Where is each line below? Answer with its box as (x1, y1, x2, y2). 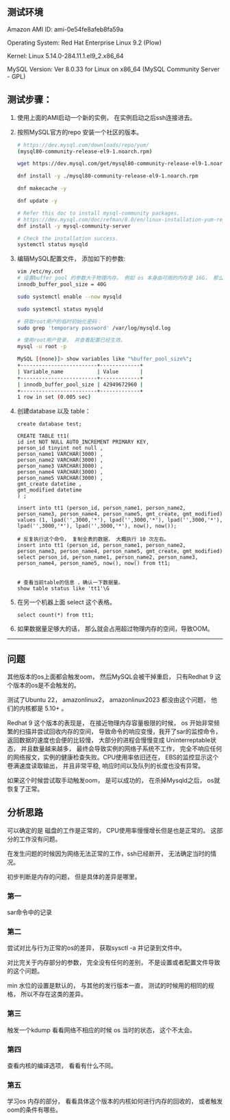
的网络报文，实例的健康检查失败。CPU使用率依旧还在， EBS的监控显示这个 (7, 753, 219, 762)
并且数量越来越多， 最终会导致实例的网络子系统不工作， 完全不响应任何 (20, 744, 222, 753)
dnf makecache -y (16, 185, 67, 192)
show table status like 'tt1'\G (16, 585, 110, 592)
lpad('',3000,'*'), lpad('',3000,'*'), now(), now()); (16, 523, 177, 530)
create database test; (16, 421, 82, 428)
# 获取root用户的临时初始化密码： (16, 318, 103, 325)
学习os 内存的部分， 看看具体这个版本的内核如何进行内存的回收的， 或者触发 (7, 1097, 223, 1106)
